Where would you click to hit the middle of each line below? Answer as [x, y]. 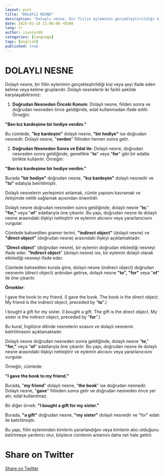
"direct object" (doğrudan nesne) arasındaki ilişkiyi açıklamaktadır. [73, 238]
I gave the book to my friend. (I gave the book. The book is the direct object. [82, 297]
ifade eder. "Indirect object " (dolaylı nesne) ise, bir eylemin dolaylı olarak [79, 253]
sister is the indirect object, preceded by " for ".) [53, 317]
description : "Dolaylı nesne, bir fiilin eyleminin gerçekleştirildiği [80, 19]
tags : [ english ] [22, 42]
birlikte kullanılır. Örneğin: [38, 159]
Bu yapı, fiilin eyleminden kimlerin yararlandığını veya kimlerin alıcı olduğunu [82, 430]
